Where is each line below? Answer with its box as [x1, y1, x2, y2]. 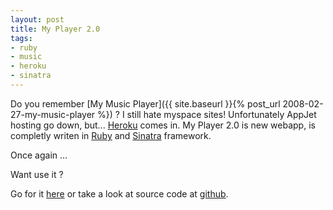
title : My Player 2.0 [10, 24, 101, 34]
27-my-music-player [10, 108, 96, 120]
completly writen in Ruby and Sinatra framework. [10, 129, 212, 141]
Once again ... [10, 149, 68, 161]
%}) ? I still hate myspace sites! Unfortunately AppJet [97, 108, 317, 120]
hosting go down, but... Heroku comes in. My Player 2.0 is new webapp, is [10, 119, 316, 131]
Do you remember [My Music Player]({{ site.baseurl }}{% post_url [10, 97, 281, 110]
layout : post [10, 14, 65, 25]
